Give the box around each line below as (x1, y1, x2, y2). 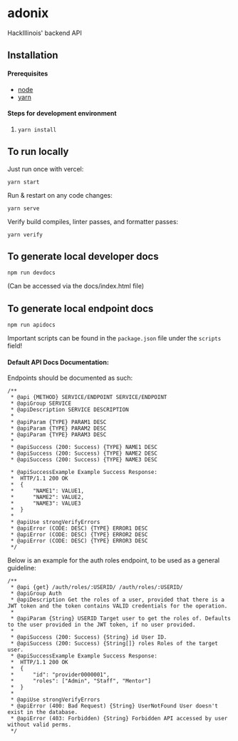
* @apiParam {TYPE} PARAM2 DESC (10, 425, 107, 433)
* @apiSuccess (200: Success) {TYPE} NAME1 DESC (10, 444, 158, 451)
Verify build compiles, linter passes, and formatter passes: (7, 217, 179, 226)
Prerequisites (7, 69, 48, 78)
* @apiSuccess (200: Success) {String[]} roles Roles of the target (10, 640, 219, 647)
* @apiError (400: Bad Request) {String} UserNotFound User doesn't (10, 702, 219, 710)
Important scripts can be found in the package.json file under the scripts (7, 334, 222, 343)
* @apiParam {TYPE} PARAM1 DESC (10, 419, 107, 426)
